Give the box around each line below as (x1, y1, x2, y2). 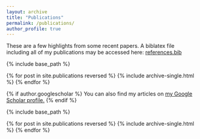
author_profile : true (6, 25, 61, 32)
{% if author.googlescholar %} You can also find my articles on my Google (6, 90, 193, 97)
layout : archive (6, 8, 47, 15)
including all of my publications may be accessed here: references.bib (6, 49, 182, 56)
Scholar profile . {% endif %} (6, 97, 77, 104)
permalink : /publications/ (6, 20, 75, 26)
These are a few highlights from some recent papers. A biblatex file (6, 42, 175, 50)
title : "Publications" (6, 15, 64, 21)
